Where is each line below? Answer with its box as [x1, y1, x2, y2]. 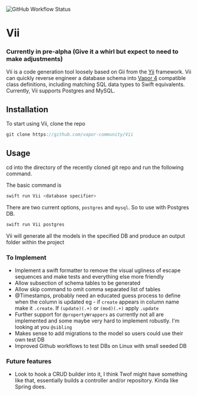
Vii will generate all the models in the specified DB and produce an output [6, 232, 185, 239]
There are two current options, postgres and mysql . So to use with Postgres [6, 203, 189, 210]
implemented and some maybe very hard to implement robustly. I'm [14, 317, 180, 324]
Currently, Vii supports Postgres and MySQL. [6, 87, 115, 94]
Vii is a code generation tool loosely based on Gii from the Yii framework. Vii [6, 68, 192, 75]
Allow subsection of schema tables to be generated [14, 279, 141, 287]
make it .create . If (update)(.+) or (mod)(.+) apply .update [14, 305, 159, 312]
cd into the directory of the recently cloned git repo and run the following [6, 164, 184, 171]
